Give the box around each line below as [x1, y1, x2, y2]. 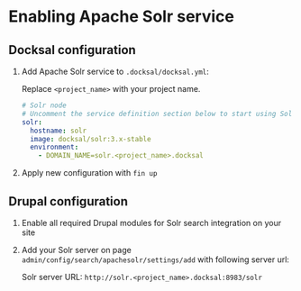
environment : [30, 142, 79, 152]
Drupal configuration [8, 194, 128, 209]
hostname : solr [30, 126, 87, 135]
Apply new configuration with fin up [21, 168, 158, 178]
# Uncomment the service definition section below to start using [21, 109, 277, 118]
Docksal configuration [8, 42, 136, 58]
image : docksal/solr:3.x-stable [30, 134, 151, 143]
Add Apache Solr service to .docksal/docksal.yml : [21, 66, 209, 77]
